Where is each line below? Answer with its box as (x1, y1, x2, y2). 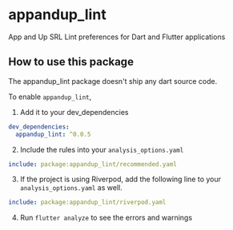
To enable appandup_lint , (8, 92, 92, 101)
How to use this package (8, 55, 135, 69)
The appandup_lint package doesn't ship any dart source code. (8, 76, 218, 85)
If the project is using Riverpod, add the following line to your (19, 174, 222, 184)
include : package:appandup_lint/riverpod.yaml (8, 198, 167, 207)
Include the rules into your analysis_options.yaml (19, 145, 184, 154)
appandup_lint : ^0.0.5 (15, 130, 91, 138)
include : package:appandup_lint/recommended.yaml (8, 160, 178, 169)
